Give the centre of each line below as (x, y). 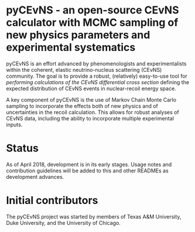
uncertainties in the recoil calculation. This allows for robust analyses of (93, 112)
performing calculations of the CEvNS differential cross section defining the (97, 82)
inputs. (14, 124)
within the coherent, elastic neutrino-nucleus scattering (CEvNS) (84, 70)
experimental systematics (71, 48)
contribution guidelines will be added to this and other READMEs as (87, 171)
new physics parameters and (78, 35)
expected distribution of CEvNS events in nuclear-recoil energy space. (91, 88)
